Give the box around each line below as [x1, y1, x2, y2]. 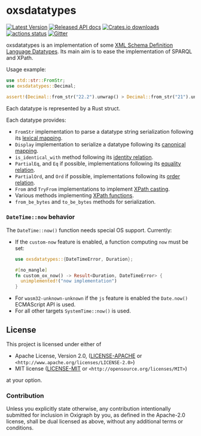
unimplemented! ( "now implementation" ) [20, 278, 117, 284]
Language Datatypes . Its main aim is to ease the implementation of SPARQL [6, 47, 193, 55]
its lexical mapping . [14, 134, 63, 142]
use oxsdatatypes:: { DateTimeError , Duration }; [14, 256, 133, 262]
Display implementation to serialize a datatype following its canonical [14, 140, 186, 148]
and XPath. [6, 54, 33, 61]
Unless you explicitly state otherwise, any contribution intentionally [6, 405, 171, 413]
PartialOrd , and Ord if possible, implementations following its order [14, 172, 181, 180]
